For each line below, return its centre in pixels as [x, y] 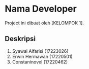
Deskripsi [20, 39]
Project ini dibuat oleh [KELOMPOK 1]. [44, 23]
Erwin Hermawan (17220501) [42, 56]
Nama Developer [41, 9]
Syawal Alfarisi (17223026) [40, 51]
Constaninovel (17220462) [40, 62]
